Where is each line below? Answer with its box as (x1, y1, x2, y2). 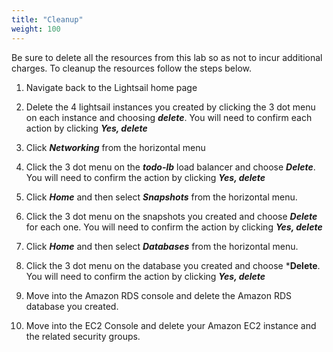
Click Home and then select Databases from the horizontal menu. (25, 240, 299, 252)
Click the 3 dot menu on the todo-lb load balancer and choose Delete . (25, 161, 316, 173)
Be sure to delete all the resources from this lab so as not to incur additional (11, 51, 323, 63)
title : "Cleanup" (11, 14, 84, 25)
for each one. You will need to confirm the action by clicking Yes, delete (25, 221, 323, 233)
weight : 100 (11, 24, 61, 34)
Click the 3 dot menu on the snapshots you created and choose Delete (25, 210, 318, 222)
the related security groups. (25, 330, 141, 342)
